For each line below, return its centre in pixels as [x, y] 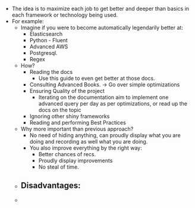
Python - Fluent [49, 40]
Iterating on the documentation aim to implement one [103, 97]
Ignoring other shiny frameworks [70, 116]
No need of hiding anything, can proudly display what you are [105, 135]
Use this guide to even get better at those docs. [97, 78]
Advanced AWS [49, 46]
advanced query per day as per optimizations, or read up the [113, 103]
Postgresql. [43, 53]
